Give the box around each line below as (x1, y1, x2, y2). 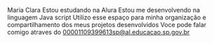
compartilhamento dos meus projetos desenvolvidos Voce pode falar (7, 21, 207, 28)
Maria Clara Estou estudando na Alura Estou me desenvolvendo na (7, 6, 201, 14)
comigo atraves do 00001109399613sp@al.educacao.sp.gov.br (7, 28, 190, 36)
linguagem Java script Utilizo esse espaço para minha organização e (7, 13, 207, 21)
